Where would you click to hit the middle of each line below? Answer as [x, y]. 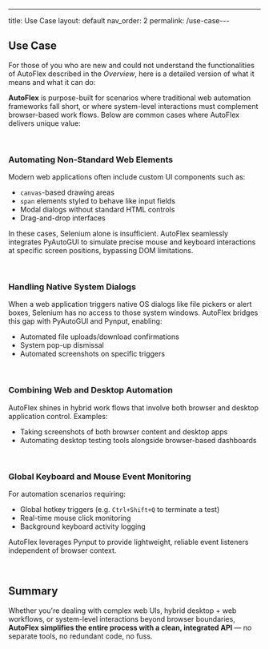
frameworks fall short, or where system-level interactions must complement [133, 106]
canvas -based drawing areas [67, 192]
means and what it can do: [52, 82]
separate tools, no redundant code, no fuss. [80, 636]
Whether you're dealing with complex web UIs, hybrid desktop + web [122, 611]
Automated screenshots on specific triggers [92, 354]
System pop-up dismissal [62, 345]
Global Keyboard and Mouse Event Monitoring [100, 476]
